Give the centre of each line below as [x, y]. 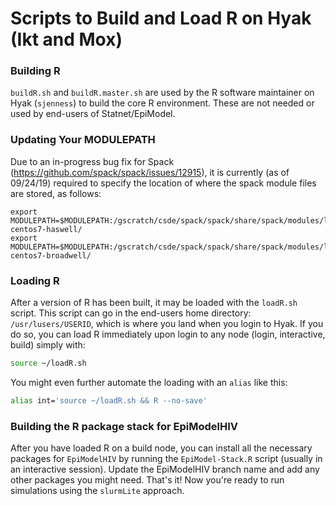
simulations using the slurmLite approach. [97, 491]
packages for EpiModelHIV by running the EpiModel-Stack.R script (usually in [166, 459]
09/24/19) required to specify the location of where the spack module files [163, 183]
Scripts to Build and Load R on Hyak [161, 18]
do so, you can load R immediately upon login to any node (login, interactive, [168, 334]
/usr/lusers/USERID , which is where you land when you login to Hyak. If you [167, 324]
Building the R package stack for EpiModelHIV [124, 426]
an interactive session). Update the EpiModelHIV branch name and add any [165, 469]
